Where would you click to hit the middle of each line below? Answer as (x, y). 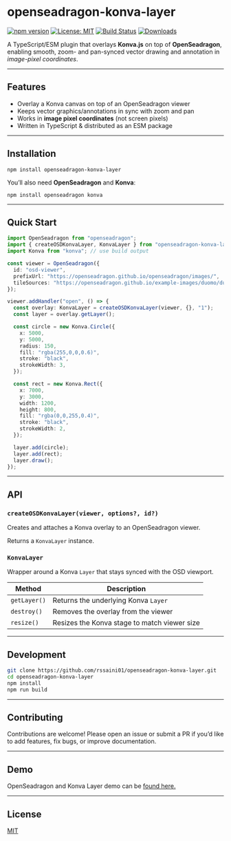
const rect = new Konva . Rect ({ (58, 384)
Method (28, 589)
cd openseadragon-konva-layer (51, 677)
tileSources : (32, 283)
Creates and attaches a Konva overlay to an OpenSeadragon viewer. (104, 528)
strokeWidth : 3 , (43, 365)
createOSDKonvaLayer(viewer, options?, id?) (83, 513)
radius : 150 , (38, 346)
